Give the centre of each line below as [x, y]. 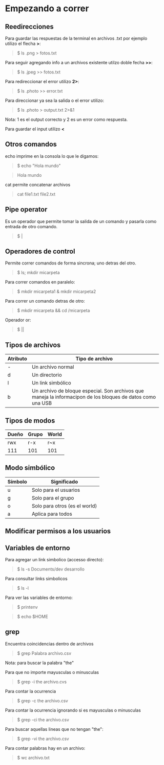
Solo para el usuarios [56, 490]
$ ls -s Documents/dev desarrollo [51, 569]
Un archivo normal [53, 367]
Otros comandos [31, 144]
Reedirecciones [29, 27]
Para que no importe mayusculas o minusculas [52, 672]
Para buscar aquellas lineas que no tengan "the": [54, 729]
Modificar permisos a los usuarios [58, 531]
